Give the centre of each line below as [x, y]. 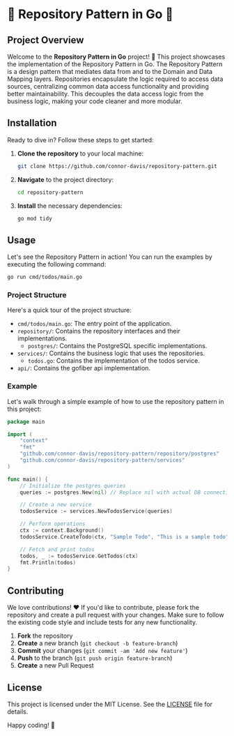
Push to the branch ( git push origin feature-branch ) [95, 658]
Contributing [36, 591]
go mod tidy [34, 218]
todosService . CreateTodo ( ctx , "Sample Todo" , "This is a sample [115, 536]
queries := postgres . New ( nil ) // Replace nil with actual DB [110, 492]
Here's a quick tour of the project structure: [70, 310]
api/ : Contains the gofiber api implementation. [84, 368]
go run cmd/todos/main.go [45, 277]
